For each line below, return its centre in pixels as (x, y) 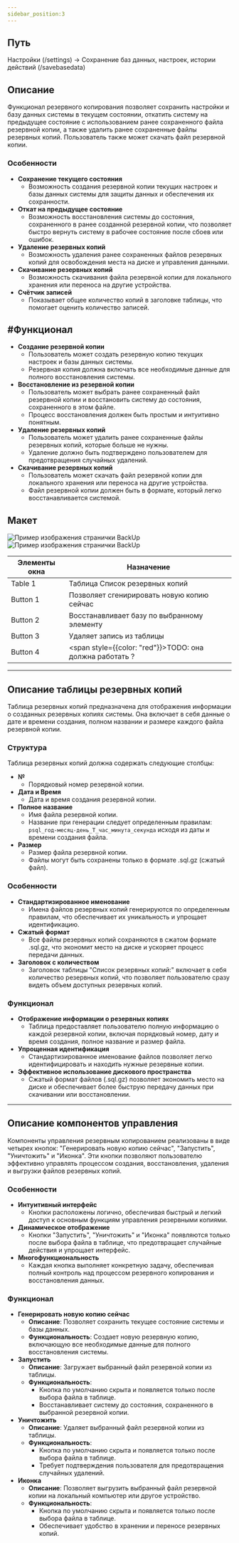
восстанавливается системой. (74, 498)
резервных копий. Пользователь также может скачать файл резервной (116, 137)
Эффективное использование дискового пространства (105, 1071)
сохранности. (49, 201)
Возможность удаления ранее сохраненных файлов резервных (125, 254)
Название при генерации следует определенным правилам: (120, 822)
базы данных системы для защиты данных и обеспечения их (121, 194)
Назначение (149, 567)
